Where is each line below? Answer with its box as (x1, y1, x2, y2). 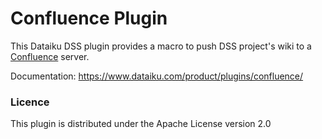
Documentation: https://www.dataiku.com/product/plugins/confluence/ (10, 70, 304, 82)
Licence (10, 95, 50, 109)
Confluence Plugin (10, 7, 168, 30)
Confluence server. (10, 50, 90, 62)
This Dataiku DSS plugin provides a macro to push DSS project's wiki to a (10, 40, 312, 52)
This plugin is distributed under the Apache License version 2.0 (10, 118, 272, 130)
